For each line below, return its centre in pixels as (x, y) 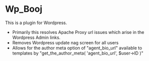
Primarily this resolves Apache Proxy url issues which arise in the (78, 32)
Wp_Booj (24, 9)
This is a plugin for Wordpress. (36, 23)
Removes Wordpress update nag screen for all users (65, 42)
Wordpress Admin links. (36, 37)
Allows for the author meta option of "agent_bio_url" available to (77, 48)
